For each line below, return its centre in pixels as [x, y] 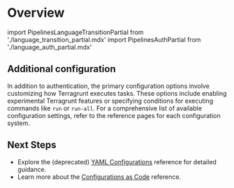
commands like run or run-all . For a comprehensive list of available [105, 108]
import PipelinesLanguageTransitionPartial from [76, 32]
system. [19, 123]
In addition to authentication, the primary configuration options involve [108, 86]
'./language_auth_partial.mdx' [50, 47]
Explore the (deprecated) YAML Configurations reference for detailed [117, 161]
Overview [36, 13]
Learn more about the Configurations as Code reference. [99, 177]
